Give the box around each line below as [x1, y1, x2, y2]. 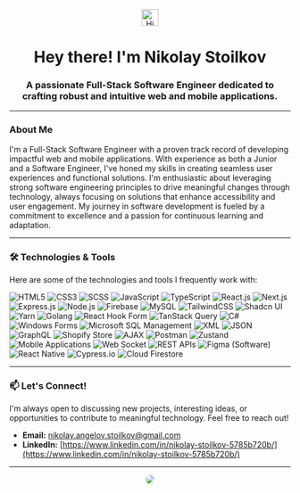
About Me [9, 124, 54, 136]
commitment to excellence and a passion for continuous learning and [9, 210, 264, 221]
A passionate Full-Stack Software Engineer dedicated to [26, 79, 274, 92]
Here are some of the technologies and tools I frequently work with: [9, 275, 258, 285]
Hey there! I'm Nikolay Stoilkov [33, 47, 267, 68]
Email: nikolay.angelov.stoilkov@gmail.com [21, 430, 181, 440]
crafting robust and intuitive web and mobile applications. [21, 90, 279, 103]
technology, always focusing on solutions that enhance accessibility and [9, 191, 276, 201]
